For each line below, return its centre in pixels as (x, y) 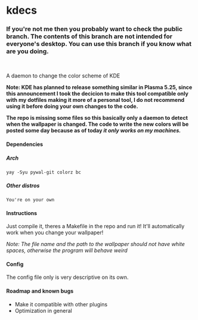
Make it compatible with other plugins (61, 304)
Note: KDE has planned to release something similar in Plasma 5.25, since (99, 88)
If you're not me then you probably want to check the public (95, 29)
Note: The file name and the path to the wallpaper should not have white (95, 244)
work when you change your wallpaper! (55, 232)
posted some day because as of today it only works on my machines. (94, 131)
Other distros (23, 185)
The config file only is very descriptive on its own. (67, 277)
